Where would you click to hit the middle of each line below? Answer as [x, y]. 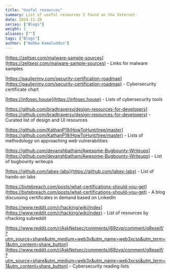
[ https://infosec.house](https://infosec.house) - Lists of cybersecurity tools [84, 99]
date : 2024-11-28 [24, 19]
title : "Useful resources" [34, 10]
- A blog [156, 192]
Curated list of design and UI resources [46, 120]
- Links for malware [127, 63]
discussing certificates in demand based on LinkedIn [61, 197]
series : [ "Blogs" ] [25, 24]
